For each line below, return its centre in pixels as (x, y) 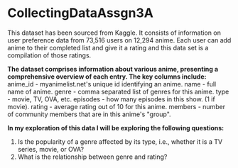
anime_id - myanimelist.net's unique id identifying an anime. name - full (112, 84)
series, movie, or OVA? (50, 149)
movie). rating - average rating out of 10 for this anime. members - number (117, 106)
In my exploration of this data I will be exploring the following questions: (116, 128)
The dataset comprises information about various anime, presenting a (113, 69)
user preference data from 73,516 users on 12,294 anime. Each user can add (119, 40)
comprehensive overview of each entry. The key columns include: (107, 77)
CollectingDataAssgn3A (81, 13)
